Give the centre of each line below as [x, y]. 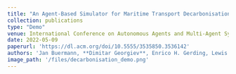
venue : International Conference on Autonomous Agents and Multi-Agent [114, 33]
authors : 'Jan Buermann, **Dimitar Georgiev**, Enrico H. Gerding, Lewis [118, 54]
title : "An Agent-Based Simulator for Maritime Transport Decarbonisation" [120, 14]
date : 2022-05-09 [33, 40]
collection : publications [45, 20]
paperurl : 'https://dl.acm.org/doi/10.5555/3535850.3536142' [99, 47]
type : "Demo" [26, 27]
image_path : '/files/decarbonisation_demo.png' [78, 60]
